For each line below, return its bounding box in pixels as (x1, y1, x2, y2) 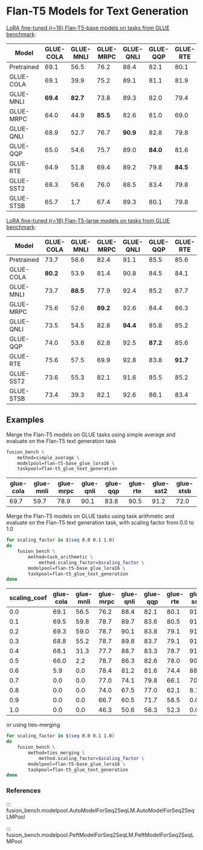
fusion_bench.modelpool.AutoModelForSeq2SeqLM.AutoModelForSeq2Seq (6, 807, 195, 814)
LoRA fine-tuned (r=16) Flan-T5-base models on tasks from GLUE (6, 24, 170, 31)
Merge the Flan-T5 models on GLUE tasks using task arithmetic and (6, 513, 175, 520)
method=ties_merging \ (28, 750, 85, 756)
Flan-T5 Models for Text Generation (6, 4, 189, 18)
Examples (6, 415, 44, 425)
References (6, 787, 41, 795)
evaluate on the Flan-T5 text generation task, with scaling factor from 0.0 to (6, 519, 195, 526)
